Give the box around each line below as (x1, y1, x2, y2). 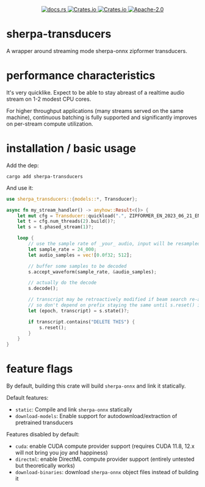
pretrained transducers (15, 419, 73, 427)
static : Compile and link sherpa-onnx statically (15, 406, 132, 413)
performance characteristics (6, 69, 156, 82)
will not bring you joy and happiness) (15, 449, 108, 456)
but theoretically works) (15, 462, 75, 469)
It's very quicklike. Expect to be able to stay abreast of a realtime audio (6, 88, 185, 96)
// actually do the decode (28, 280, 97, 286)
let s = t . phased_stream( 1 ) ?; (17, 224, 95, 230)
